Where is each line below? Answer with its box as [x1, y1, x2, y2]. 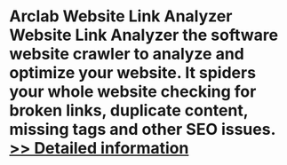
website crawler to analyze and [9, 44, 244, 64]
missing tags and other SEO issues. [9, 120, 276, 139]
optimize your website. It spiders [9, 63, 256, 83]
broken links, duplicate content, [9, 100, 249, 121]
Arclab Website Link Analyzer [9, 6, 233, 27]
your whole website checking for [9, 82, 257, 102]
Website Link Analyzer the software [9, 25, 278, 45]
